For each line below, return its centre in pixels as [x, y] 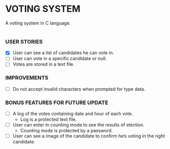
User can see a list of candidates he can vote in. [63, 53]
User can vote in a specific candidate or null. [60, 59]
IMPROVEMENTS [27, 78]
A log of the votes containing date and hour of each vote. [73, 114]
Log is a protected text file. [48, 119]
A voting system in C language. [38, 23]
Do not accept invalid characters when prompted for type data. [79, 89]
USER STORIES [24, 41]
